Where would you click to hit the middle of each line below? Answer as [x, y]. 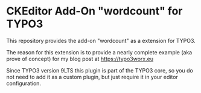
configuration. [24, 83]
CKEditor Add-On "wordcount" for [94, 11]
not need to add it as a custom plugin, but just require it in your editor [92, 77]
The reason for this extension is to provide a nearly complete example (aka [99, 52]
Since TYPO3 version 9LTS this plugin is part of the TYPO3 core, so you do [100, 70]
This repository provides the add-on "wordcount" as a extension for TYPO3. [101, 40]
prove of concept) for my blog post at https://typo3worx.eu [80, 59]
